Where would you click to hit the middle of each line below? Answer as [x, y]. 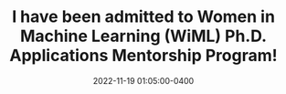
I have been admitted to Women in [143, 17]
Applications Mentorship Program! [143, 56]
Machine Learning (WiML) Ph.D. [143, 36]
